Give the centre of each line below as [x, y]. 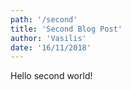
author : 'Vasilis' [48, 38]
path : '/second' [44, 19]
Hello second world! [51, 76]
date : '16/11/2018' [51, 47]
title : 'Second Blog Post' [66, 29]
